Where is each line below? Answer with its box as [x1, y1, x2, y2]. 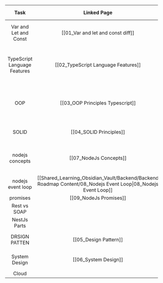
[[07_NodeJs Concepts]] [69, 155, 127, 161]
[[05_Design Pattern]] [72, 237, 123, 243]
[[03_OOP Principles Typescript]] [60, 100, 136, 106]
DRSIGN [10, 233, 30, 240]
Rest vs [11, 203, 29, 209]
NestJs [12, 216, 28, 223]
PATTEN [10, 239, 30, 246]
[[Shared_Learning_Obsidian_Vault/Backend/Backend [37, 175, 159, 181]
